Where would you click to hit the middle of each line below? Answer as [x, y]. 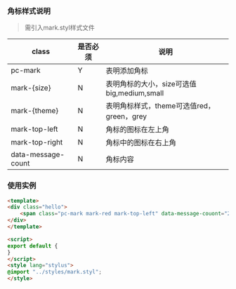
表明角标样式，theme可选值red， [160, 106]
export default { [33, 246]
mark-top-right [37, 142]
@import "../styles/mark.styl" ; [54, 272]
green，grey [126, 116]
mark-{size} [31, 88]
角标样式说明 [29, 11]
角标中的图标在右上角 [141, 143]
